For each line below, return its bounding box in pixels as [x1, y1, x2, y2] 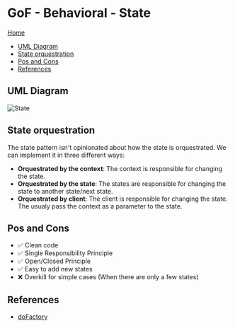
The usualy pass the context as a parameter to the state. [17, 201, 183, 210]
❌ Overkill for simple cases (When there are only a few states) [17, 273, 200, 281]
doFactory [17, 312, 48, 321]
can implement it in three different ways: [7, 151, 125, 159]
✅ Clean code [17, 241, 59, 250]
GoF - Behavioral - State [7, 5, 151, 21]
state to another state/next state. [17, 187, 113, 195]
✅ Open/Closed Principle [17, 257, 91, 266]
